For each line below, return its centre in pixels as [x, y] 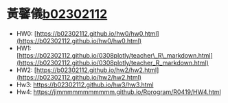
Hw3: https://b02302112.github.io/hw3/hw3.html [85, 84]
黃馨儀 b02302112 [57, 14]
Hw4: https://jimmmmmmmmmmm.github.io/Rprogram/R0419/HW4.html [118, 92]
